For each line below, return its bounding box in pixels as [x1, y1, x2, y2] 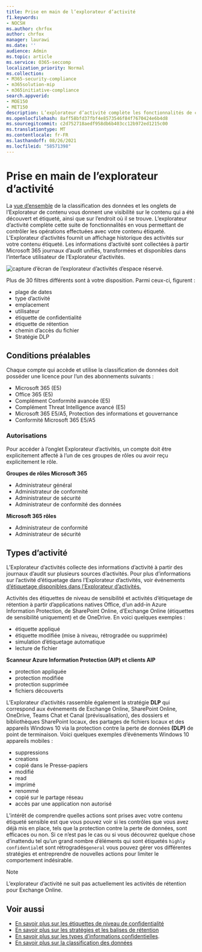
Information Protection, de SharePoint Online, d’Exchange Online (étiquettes [6, 607, 194, 615]
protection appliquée [14, 668, 67, 675]
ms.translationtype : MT [6, 127, 66, 133]
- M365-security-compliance [6, 76, 77, 82]
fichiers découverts [14, 687, 64, 695]
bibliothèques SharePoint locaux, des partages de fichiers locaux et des [6, 718, 185, 725]
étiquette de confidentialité [14, 314, 82, 321]
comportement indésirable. [6, 857, 73, 864]
